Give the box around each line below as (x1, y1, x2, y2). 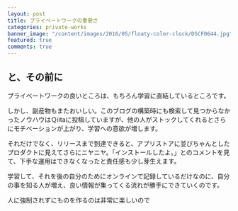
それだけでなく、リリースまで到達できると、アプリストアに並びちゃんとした (7, 139, 230, 147)
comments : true (7, 43, 52, 50)
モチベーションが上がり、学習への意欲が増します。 (13, 124, 161, 132)
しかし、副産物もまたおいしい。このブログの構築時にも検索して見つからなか (7, 106, 231, 115)
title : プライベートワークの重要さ (7, 17, 98, 24)
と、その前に (7, 72, 64, 84)
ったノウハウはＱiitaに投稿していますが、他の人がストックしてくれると (7, 115, 214, 124)
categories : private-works (7, 23, 87, 30)
